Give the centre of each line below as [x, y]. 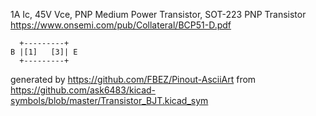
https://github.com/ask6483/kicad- [83, 90]
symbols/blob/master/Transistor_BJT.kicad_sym [109, 100]
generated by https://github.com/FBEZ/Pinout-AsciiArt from [133, 79]
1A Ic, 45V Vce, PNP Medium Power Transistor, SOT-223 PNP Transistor [158, 14]
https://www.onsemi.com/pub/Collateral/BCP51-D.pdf [121, 25]
